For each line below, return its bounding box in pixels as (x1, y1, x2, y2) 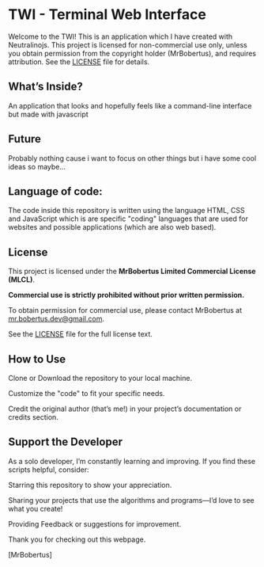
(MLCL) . (8, 275, 36, 284)
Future (8, 132, 42, 146)
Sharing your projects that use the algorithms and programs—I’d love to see (8, 495, 255, 504)
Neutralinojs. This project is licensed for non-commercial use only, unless (8, 40, 247, 49)
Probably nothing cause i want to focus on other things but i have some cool (8, 153, 257, 163)
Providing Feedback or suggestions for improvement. (8, 519, 182, 528)
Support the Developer (8, 436, 123, 449)
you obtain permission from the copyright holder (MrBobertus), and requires (8, 48, 257, 58)
